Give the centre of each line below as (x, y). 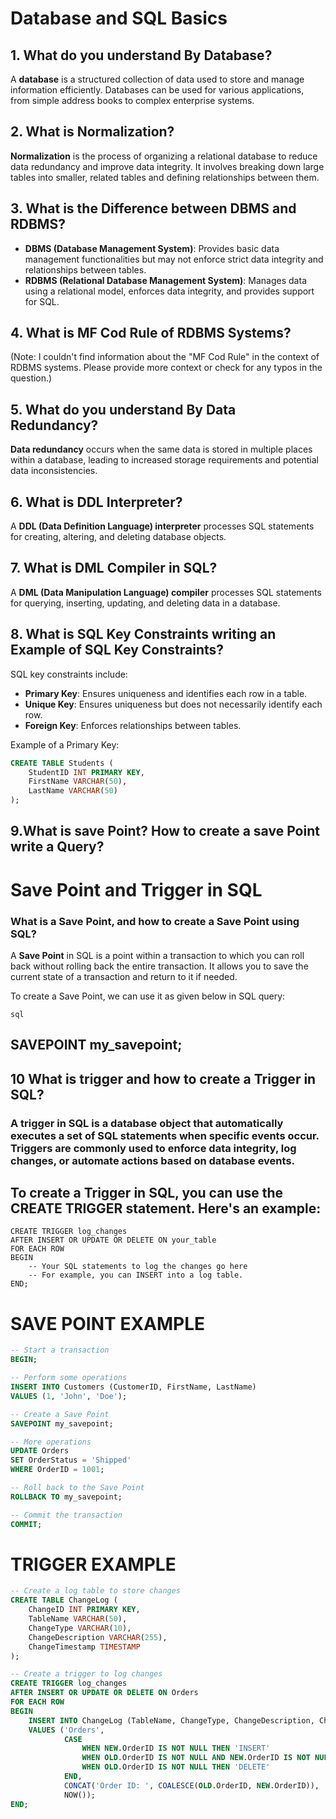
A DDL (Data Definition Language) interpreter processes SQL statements (162, 526)
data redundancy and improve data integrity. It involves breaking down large (167, 166)
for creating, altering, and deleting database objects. (118, 537)
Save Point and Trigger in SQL (136, 889)
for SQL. (42, 301)
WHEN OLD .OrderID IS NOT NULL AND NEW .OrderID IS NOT (196, 1758)
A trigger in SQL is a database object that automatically (147, 1123)
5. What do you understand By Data (123, 409)
